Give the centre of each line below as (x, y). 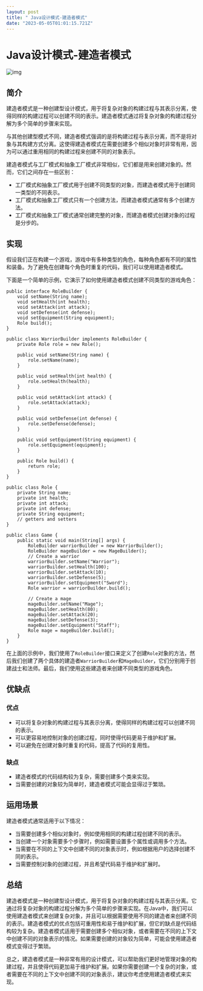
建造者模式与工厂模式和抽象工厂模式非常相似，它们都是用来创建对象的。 (96, 165)
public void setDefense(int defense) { (67, 419)
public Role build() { (46, 461)
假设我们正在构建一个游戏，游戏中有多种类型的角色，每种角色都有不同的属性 (101, 259)
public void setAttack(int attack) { (65, 397)
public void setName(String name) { (63, 355)
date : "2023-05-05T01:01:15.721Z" (50, 23)
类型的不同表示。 (42, 193)
